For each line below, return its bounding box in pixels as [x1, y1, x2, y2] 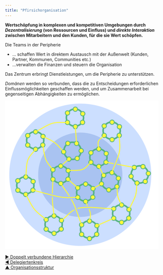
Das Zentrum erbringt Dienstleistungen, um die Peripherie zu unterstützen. [5, 71, 155, 77]
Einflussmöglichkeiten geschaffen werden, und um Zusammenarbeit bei [5, 85, 149, 91]
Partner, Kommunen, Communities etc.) [12, 56, 91, 62]
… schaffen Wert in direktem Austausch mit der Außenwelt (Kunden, [12, 51, 149, 57]
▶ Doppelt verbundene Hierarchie [5, 254, 74, 260]
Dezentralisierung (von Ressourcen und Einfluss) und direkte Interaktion [5, 27, 155, 33]
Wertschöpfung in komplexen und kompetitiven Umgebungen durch [5, 22, 146, 28]
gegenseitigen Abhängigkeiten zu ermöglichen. [5, 91, 100, 97]
